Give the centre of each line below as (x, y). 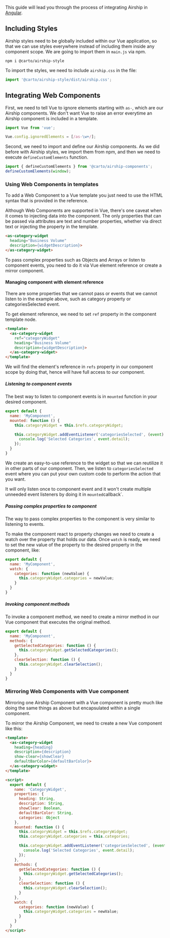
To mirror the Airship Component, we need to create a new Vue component (84, 723)
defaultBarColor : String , (46, 813)
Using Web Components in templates (52, 184)
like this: (14, 728)
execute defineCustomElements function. (47, 157)
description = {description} (43, 752)
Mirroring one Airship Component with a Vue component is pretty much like (84, 702)
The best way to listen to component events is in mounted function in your (81, 396)
